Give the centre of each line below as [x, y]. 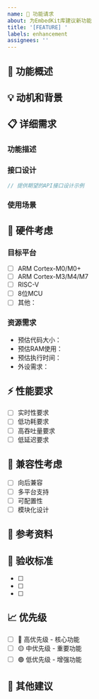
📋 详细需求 [32, 124]
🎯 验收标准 [30, 561]
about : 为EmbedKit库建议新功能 [49, 21]
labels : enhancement [38, 34]
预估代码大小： [39, 340]
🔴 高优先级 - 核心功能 [48, 639]
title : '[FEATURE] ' [38, 27]
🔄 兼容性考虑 [35, 464]
